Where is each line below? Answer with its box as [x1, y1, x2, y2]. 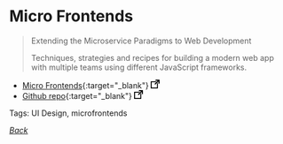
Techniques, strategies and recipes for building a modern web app [30, 52, 275, 63]
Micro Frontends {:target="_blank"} [21, 80, 149, 90]
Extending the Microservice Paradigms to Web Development [30, 35, 252, 46]
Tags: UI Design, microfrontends [9, 108, 128, 118]
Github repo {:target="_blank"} [21, 90, 133, 101]
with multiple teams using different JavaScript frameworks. [30, 62, 248, 72]
